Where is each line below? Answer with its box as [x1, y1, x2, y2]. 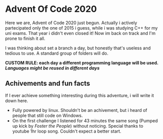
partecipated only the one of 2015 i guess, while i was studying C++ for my [5, 25, 158, 31]
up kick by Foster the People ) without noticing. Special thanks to [12, 123, 143, 129]
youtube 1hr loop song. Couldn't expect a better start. [12, 128, 122, 134]
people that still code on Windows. [12, 112, 83, 118]
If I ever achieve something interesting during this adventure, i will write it [5, 92, 154, 98]
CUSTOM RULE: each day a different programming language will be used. [5, 60, 159, 66]
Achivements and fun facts [5, 79, 90, 88]
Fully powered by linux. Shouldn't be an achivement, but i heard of [12, 107, 147, 113]
